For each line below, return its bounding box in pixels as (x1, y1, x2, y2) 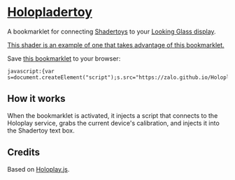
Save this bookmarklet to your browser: (7, 54, 121, 63)
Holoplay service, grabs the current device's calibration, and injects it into (7, 119, 220, 127)
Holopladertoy (7, 4, 93, 20)
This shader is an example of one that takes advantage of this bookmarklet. (7, 40, 225, 49)
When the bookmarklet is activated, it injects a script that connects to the (7, 111, 218, 119)
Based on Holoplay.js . (7, 165, 70, 173)
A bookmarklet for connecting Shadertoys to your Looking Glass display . (7, 27, 216, 36)
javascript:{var (7, 68, 55, 75)
